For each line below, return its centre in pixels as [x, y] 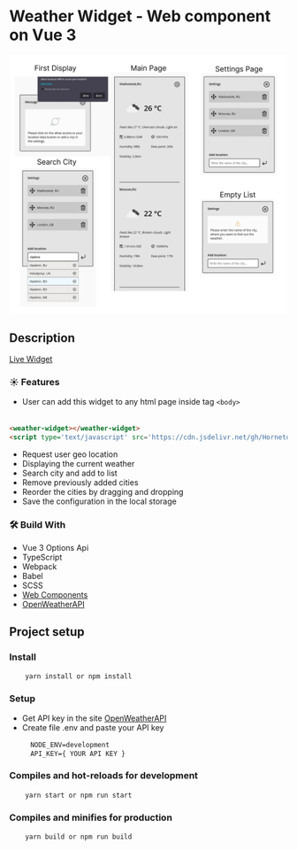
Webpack [39, 566]
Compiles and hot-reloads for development [104, 776]
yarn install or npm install [79, 676]
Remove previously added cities [80, 483]
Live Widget [31, 359]
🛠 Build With [38, 525]
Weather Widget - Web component [140, 16]
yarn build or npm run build [79, 837]
